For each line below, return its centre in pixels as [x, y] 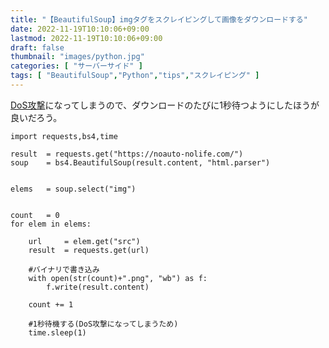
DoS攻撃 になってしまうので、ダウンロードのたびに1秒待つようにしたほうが [165, 105]
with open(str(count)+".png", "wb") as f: [118, 278]
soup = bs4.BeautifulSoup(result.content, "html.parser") [140, 162]
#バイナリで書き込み [64, 269]
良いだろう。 [36, 117]
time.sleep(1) [57, 332]
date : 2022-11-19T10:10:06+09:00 [80, 29]
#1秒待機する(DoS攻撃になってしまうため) [103, 324]
